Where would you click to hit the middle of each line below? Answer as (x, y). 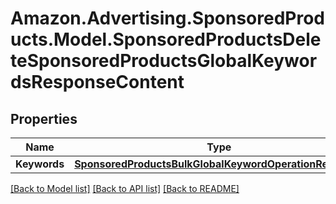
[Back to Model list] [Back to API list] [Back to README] (125, 188)
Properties (44, 118)
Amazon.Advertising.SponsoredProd (168, 18)
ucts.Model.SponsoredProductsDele (166, 39)
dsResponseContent (97, 82)
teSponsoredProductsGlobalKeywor (164, 61)
